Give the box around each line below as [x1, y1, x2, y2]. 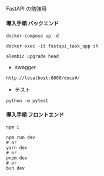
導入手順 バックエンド [6, 19, 59, 26]
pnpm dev [6, 155, 28, 161]
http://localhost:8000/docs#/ [6, 75, 80, 81]
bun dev [6, 165, 25, 171]
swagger [14, 64, 36, 71]
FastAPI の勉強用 [6, 5, 47, 12]
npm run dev [6, 134, 35, 141]
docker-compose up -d [6, 33, 59, 39]
